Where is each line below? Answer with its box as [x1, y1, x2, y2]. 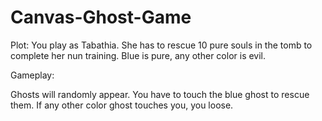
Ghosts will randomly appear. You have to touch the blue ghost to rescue [10, 88, 310, 100]
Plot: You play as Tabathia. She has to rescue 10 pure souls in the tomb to [10, 39, 313, 51]
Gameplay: [10, 69, 55, 81]
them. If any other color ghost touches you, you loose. [10, 99, 234, 111]
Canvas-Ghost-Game [10, 6, 192, 29]
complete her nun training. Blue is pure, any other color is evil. [10, 49, 267, 61]
